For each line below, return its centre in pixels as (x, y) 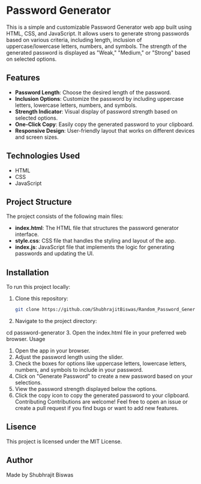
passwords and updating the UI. (54, 253)
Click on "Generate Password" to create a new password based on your (104, 377)
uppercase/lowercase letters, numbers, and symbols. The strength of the (97, 46)
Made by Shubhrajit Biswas (40, 474)
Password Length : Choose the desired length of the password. (93, 92)
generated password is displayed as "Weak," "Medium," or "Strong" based (98, 52)
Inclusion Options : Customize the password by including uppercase (99, 98)
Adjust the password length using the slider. (69, 357)
